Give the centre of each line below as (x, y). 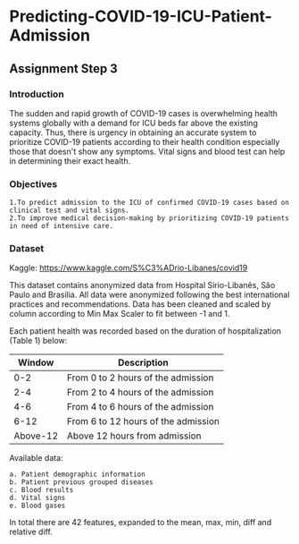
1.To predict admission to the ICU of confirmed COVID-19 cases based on (149, 203)
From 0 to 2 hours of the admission (140, 378)
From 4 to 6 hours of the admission (140, 407)
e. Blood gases (37, 506)
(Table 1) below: (38, 341)
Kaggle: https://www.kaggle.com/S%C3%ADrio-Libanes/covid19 (129, 268)
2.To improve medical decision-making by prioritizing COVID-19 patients (149, 218)
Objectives (33, 183)
